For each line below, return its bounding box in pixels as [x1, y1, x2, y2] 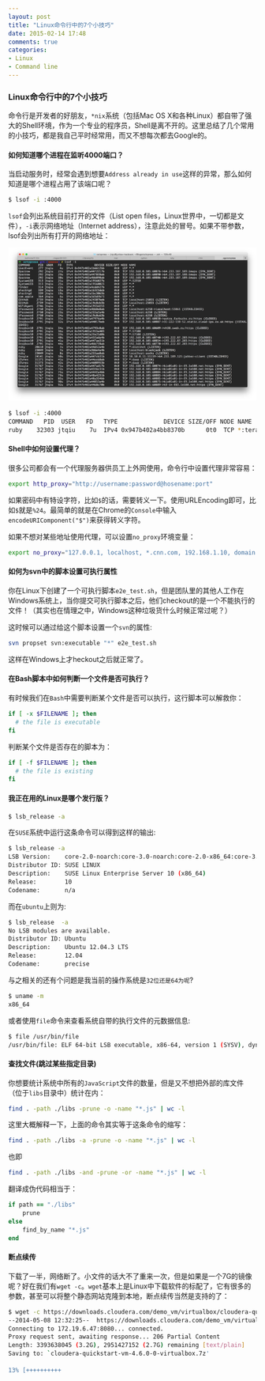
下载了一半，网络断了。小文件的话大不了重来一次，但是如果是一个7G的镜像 [8, 1271, 252, 1281]
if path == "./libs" [8, 1201, 77, 1209]
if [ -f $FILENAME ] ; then [8, 759, 97, 766]
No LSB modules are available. [8, 926, 111, 935]
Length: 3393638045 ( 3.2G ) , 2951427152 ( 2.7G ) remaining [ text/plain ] [8, 1341, 245, 1349]
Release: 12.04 [8, 952, 83, 960]
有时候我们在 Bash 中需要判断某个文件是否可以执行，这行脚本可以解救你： [8, 693, 244, 703]
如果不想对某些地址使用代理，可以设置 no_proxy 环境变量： [8, 532, 196, 541]
